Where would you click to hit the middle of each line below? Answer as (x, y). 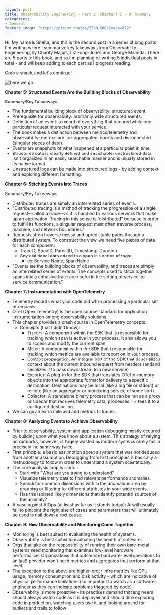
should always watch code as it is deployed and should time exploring (83, 598)
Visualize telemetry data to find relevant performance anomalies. (85, 478)
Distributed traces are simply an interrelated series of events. (74, 203)
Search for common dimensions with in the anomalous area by (83, 484)
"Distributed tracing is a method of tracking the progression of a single (84, 208)
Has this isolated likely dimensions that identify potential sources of (88, 494)
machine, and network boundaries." (49, 230)
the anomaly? (33, 499)
